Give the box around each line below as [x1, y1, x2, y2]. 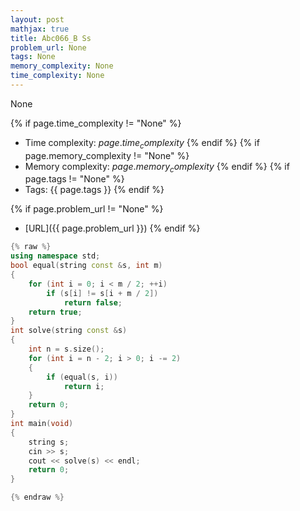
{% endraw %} [10, 492, 65, 503]
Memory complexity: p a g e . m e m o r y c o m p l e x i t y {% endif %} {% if [24, 160, 290, 175]
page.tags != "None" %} [24, 173, 125, 185]
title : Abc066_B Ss [10, 33, 92, 43]
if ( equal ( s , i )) [46, 372, 118, 382]
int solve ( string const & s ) [10, 326, 128, 336]
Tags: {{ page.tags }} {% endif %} [24, 184, 165, 196]
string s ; [28, 437, 70, 447]
